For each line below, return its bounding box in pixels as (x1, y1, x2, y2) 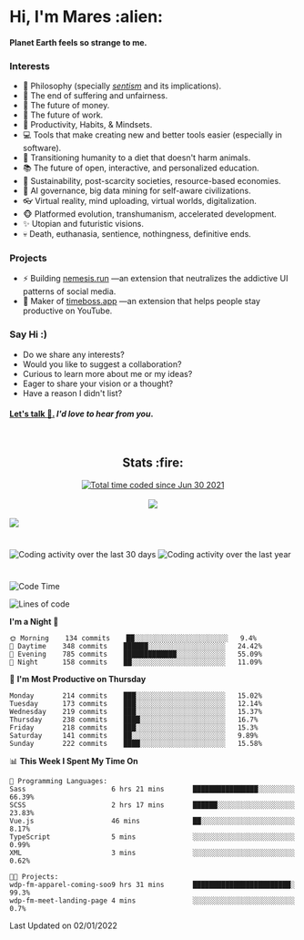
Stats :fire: (122, 455, 184, 471)
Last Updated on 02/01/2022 (9, 920, 118, 931)
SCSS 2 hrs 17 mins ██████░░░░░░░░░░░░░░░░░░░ (9, 801, 296, 810)
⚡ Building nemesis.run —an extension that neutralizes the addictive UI (22, 273, 289, 284)
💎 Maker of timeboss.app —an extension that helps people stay (22, 296, 261, 307)
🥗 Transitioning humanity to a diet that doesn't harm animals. (22, 152, 251, 163)
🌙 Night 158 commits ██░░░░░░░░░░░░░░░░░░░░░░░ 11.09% (9, 658, 262, 667)
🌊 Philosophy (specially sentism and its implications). (22, 80, 221, 92)
